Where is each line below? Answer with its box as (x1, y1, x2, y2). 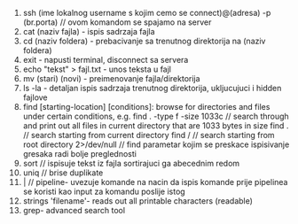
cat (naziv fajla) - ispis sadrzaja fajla (22, 27, 155, 36)
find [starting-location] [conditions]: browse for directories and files (22, 102, 271, 112)
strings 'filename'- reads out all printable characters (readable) (22, 196, 254, 206)
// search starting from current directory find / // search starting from (22, 130, 275, 140)
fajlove (22, 92, 48, 103)
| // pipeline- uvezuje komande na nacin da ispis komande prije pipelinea (22, 177, 288, 187)
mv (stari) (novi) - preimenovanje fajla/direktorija (22, 73, 200, 83)
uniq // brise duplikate (22, 167, 104, 178)
